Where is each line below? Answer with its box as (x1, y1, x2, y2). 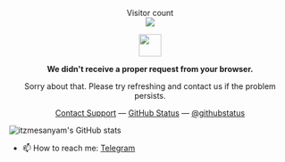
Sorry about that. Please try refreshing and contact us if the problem (23, 81, 277, 92)
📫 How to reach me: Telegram (21, 142, 136, 153)
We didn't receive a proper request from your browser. (46, 64, 254, 74)
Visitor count (126, 8, 174, 18)
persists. (133, 91, 167, 101)
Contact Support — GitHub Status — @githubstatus (54, 108, 246, 118)
